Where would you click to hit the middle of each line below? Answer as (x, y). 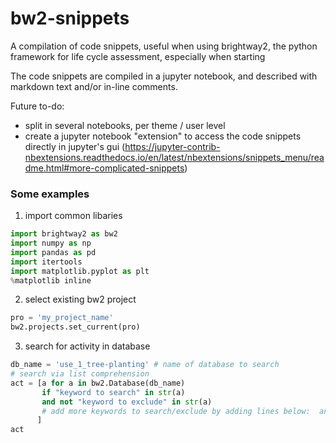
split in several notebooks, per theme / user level (125, 125)
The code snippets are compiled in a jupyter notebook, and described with (164, 76)
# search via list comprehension (80, 374)
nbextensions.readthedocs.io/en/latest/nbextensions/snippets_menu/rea (174, 157)
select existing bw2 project (80, 299)
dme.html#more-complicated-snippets (104, 168)
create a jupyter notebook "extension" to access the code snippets (163, 136)
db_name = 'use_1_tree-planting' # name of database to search (145, 365)
